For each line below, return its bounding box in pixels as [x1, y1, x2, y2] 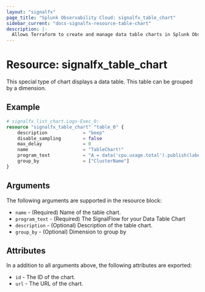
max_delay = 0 [17, 141, 92, 147]
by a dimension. [6, 85, 47, 92]
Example [6, 102, 40, 113]
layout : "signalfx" [6, 9, 56, 15]
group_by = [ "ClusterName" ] [17, 158, 130, 164]
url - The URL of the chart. [15, 280, 84, 287]
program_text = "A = [17, 152, 99, 158]
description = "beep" [17, 129, 105, 136]
